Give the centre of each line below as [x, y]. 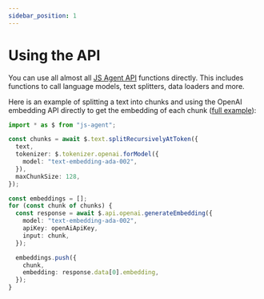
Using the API [54, 55]
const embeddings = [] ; [48, 198]
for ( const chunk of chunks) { [60, 206]
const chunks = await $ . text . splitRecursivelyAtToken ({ [103, 139]
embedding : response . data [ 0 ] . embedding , [91, 273]
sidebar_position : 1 [43, 16]
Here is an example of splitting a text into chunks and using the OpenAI [125, 102]
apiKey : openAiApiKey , [60, 228]
